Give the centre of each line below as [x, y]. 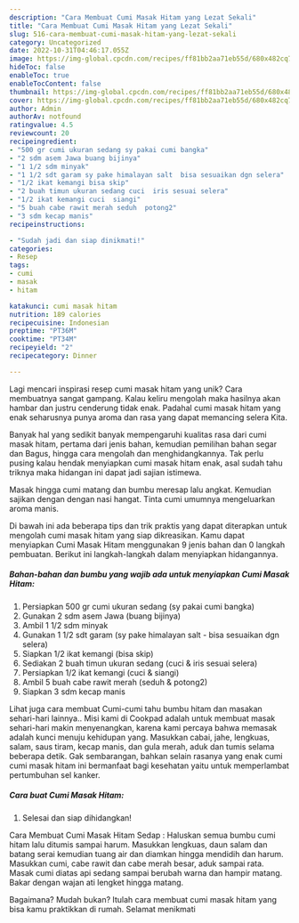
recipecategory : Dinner [53, 356]
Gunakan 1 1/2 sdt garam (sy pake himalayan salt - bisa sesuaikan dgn [151, 635]
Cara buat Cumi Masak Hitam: [67, 795]
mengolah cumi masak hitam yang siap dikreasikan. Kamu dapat [127, 535]
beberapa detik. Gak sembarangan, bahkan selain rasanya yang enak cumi [146, 756]
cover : [21, 100]
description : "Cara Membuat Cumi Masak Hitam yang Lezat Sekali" [133, 17]
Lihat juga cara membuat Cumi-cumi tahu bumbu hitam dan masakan [136, 708]
